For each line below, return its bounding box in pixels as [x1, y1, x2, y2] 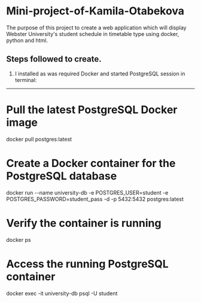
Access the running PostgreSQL [6, 257, 169, 271]
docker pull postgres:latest [6, 135, 72, 143]
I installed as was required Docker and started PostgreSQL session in [14, 70, 185, 77]
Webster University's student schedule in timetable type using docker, [6, 30, 179, 37]
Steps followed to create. [6, 54, 102, 64]
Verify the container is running [6, 216, 162, 230]
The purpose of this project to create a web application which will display [6, 24, 187, 31]
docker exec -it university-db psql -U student [6, 289, 118, 297]
